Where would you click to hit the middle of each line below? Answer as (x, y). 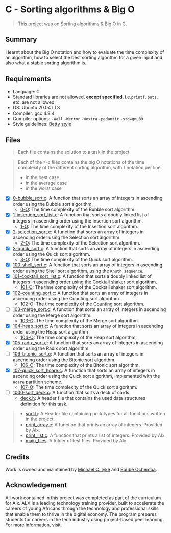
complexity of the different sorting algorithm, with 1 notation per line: (90, 168)
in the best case (42, 177)
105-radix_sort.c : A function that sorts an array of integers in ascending (88, 342)
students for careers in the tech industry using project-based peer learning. (85, 519)
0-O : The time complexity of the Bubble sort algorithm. (78, 209)
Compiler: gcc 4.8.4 (33, 113)
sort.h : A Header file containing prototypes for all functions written (95, 414)
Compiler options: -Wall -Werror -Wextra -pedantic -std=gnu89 (78, 118)
